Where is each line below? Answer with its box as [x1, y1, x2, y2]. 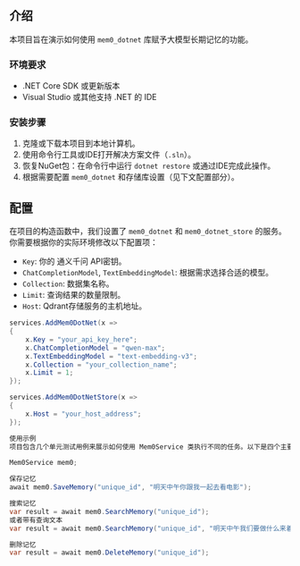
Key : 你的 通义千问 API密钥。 [21, 256, 127, 266]
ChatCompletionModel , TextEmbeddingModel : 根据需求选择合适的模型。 [21, 267, 274, 278]
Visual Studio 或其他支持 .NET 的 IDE [21, 92, 157, 103]
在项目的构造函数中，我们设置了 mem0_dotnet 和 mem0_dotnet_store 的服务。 [9, 226, 287, 237]
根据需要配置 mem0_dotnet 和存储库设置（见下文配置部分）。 [21, 172, 239, 182]
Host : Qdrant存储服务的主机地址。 [21, 300, 147, 311]
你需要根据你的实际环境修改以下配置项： [9, 237, 158, 248]
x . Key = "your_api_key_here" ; [25, 334, 138, 344]
